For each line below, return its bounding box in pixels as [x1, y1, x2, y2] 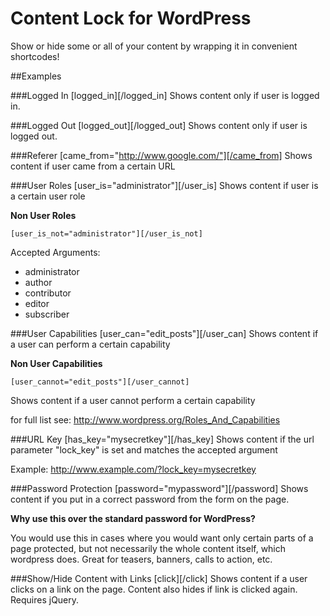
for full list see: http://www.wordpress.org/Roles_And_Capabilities [10, 413, 281, 426]
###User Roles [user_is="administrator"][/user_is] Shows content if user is [10, 179, 319, 191]
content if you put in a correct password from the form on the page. [10, 493, 290, 505]
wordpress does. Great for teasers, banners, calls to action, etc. [10, 553, 273, 565]
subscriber [24, 308, 70, 320]
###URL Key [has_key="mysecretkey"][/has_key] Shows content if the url [10, 433, 315, 445]
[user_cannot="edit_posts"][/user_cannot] [10, 377, 190, 387]
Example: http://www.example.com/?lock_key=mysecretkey [10, 463, 257, 475]
